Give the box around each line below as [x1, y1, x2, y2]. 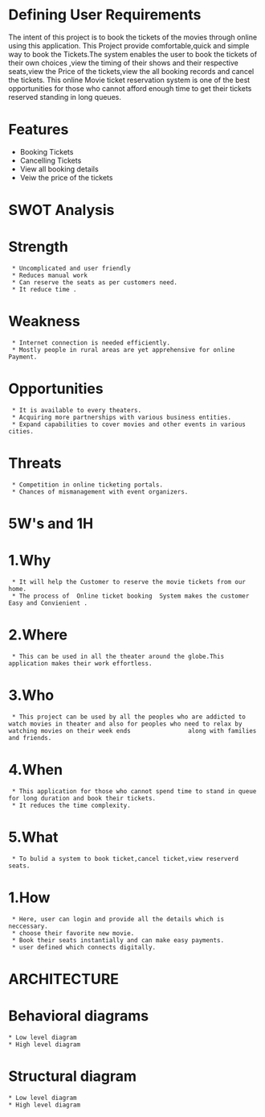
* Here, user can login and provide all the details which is [11, 915, 225, 923]
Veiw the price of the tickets [19, 172, 113, 182]
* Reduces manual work [11, 271, 88, 279]
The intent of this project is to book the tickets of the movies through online [8, 32, 258, 42]
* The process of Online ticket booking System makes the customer [11, 592, 250, 600]
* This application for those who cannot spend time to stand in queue [11, 787, 257, 795]
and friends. [8, 734, 52, 742]
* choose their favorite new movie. [11, 929, 135, 937]
